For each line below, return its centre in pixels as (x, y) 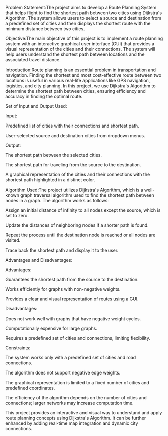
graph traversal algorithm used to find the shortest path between (87, 195)
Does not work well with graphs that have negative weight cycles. (73, 319)
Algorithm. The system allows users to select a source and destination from (83, 18)
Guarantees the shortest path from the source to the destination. (72, 279)
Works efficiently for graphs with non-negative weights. (63, 289)
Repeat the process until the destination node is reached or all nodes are (80, 235)
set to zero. (17, 215)
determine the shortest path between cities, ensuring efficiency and (75, 91)
